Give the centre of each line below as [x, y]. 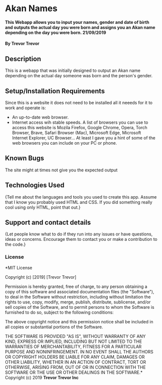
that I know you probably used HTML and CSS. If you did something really [79, 202]
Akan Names [31, 8]
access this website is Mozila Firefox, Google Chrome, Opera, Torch [80, 127]
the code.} [15, 244]
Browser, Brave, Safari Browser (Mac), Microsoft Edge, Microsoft [76, 133]
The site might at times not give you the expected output [61, 170]
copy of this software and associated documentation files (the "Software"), [80, 291]
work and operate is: [25, 108]
